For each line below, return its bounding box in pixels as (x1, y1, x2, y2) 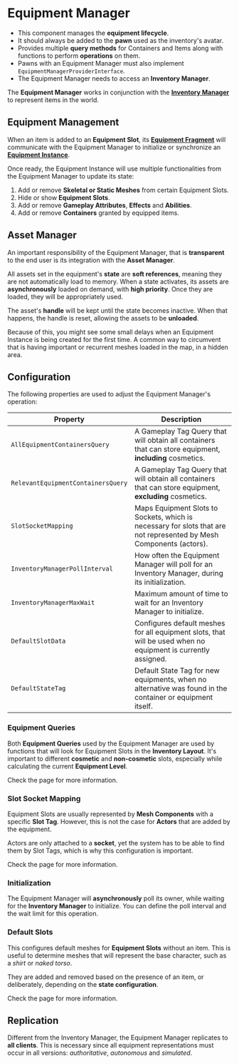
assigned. (134, 654, 167, 664)
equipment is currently (134, 645, 210, 655)
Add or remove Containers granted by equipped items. (17, 209, 179, 217)
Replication (7, 1014, 59, 1026)
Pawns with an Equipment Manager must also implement (17, 59, 184, 67)
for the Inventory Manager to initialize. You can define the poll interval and (7, 902, 227, 910)
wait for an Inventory (134, 598, 204, 608)
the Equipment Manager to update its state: (7, 171, 134, 180)
